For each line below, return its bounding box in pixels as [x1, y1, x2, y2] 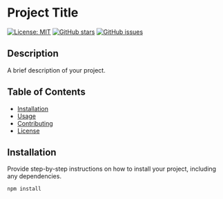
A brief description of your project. [7, 66, 106, 74]
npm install [7, 185, 41, 193]
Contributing [17, 119, 53, 127]
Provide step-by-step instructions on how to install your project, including [7, 164, 216, 173]
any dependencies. [7, 172, 62, 180]
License [17, 126, 40, 135]
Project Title [7, 5, 79, 21]
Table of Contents [7, 86, 86, 98]
